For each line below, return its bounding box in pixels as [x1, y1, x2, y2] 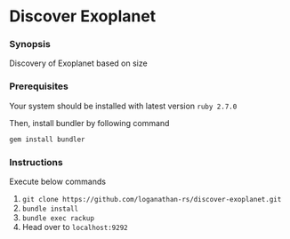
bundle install [21, 204, 79, 213]
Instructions [9, 155, 64, 168]
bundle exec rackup [21, 213, 95, 223]
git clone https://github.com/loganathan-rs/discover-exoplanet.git [21, 195, 282, 203]
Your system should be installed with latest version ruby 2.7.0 [9, 100, 238, 111]
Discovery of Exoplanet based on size [9, 58, 149, 68]
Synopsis [9, 38, 51, 51]
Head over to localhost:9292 [21, 221, 128, 232]
